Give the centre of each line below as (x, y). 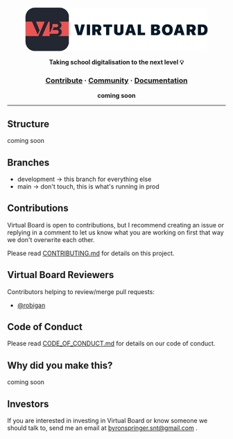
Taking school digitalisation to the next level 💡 (116, 62)
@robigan (31, 305)
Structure (28, 124)
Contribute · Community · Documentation (116, 80)
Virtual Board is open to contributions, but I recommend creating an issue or (115, 225)
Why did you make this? (60, 365)
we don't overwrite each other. (51, 239)
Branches (28, 163)
